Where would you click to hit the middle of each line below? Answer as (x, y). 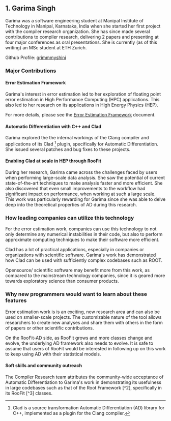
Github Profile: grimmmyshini (36, 57)
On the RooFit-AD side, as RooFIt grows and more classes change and (79, 338)
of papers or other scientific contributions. (50, 328)
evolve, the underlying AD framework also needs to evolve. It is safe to (79, 343)
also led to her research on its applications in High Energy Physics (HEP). (82, 105)
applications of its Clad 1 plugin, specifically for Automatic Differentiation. (82, 143)
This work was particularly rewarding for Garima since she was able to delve (85, 199)
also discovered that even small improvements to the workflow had (76, 188)
